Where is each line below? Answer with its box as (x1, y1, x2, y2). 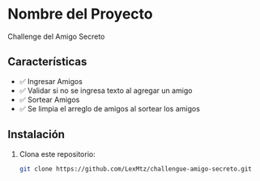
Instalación (7, 128, 66, 141)
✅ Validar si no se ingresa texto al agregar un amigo (19, 86, 193, 95)
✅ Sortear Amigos (19, 95, 80, 104)
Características (7, 55, 87, 69)
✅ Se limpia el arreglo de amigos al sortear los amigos (19, 103, 200, 113)
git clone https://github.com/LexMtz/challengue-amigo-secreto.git (19, 165, 252, 173)
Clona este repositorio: (19, 149, 96, 158)
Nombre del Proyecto (7, 5, 153, 23)
